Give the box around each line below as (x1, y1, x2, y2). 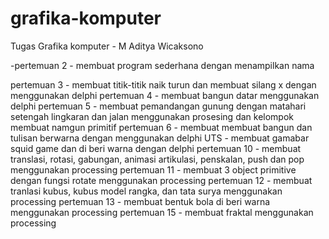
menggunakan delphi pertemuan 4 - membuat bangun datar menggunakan (10, 89, 320, 101)
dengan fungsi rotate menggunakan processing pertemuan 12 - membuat (10, 174, 313, 186)
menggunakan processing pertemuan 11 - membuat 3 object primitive (10, 163, 297, 176)
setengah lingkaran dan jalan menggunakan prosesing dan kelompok (10, 110, 295, 122)
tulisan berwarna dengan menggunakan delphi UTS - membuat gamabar (10, 132, 310, 144)
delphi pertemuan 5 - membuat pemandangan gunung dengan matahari (10, 100, 307, 112)
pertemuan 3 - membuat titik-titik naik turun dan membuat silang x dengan (10, 78, 317, 91)
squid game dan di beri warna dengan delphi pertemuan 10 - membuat (10, 142, 302, 154)
